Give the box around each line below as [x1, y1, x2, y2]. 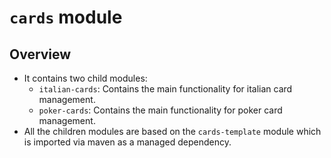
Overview [9, 46, 72, 63]
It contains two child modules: [23, 72, 148, 84]
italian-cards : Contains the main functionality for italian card [38, 83, 293, 95]
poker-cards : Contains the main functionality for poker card [38, 104, 283, 116]
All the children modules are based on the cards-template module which [23, 126, 322, 137]
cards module [9, 6, 123, 29]
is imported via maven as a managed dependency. [23, 136, 232, 148]
